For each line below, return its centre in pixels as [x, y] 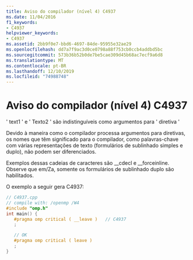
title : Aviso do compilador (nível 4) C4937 [61, 11]
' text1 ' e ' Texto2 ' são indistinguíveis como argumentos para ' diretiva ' [93, 122]
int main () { [22, 214]
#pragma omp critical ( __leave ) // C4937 [70, 219]
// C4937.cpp [22, 197]
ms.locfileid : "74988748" [37, 77]
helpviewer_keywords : [32, 33]
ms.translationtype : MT [35, 60]
